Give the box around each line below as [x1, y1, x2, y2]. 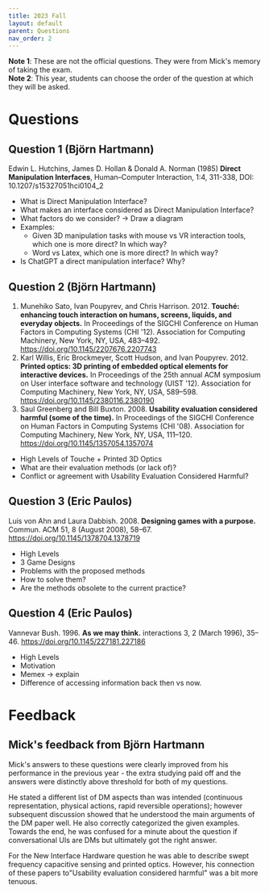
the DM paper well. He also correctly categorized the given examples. [8, 818, 240, 828]
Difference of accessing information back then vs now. [19, 678, 202, 687]
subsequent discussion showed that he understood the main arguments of [8, 809, 255, 819]
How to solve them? [19, 574, 86, 584]
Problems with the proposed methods [19, 565, 146, 575]
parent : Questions [8, 27, 70, 35]
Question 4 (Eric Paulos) [8, 607, 133, 620]
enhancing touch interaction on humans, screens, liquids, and [19, 310, 232, 319]
